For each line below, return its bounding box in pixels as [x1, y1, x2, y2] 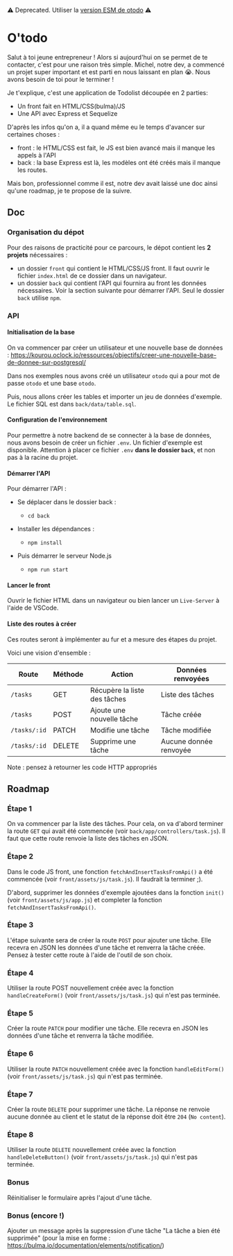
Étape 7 [7, 1089, 33, 1099]
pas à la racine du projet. [7, 453, 78, 461]
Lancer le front [7, 580, 51, 589]
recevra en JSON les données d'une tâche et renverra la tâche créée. [7, 943, 206, 952]
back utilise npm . [17, 293, 62, 302]
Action [110, 669, 134, 679]
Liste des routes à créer [7, 619, 77, 628]
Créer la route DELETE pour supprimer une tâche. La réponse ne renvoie [7, 1106, 210, 1114]
